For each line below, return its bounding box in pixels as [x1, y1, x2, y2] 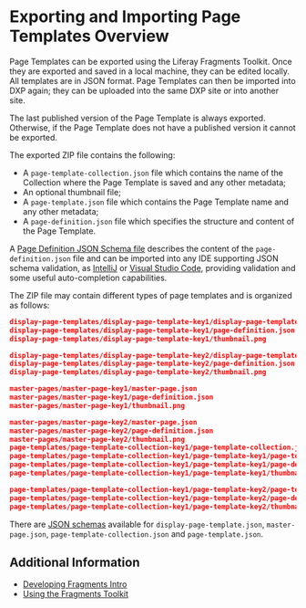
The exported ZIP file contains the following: [9, 149, 176, 161]
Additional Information [9, 554, 140, 570]
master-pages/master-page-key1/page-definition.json [9, 393, 214, 403]
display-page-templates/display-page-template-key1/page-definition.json [9, 326, 296, 335]
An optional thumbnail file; [22, 186, 121, 197]
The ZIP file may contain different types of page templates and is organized [9, 289, 293, 300]
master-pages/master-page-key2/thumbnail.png [9, 435, 185, 444]
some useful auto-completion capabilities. [9, 272, 168, 283]
